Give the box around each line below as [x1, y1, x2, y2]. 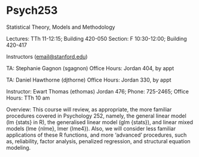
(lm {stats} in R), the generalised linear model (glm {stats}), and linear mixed [6, 118, 193, 126]
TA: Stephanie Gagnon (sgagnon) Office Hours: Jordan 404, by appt [6, 64, 174, 72]
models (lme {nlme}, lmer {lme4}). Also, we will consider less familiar [6, 125, 176, 132]
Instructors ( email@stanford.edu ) [6, 53, 88, 60]
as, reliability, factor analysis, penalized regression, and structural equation [6, 137, 191, 144]
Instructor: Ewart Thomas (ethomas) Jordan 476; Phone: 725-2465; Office [6, 87, 189, 95]
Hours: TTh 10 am [6, 94, 50, 101]
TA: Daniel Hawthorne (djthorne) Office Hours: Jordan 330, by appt [6, 76, 172, 83]
